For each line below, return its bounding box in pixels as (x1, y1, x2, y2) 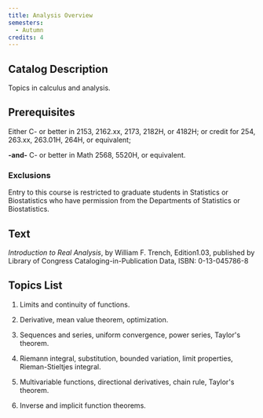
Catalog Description (8, 62, 108, 75)
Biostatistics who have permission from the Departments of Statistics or (8, 196, 241, 205)
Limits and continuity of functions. (19, 300, 130, 309)
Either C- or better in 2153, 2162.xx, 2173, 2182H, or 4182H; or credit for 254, (8, 126, 256, 136)
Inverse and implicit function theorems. (19, 401, 147, 410)
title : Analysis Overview (8, 11, 93, 20)
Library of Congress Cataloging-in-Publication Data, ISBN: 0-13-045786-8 (8, 256, 249, 265)
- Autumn (15, 26, 44, 34)
